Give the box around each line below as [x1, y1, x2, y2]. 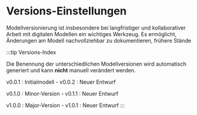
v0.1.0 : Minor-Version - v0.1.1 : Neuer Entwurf [6, 90, 119, 97]
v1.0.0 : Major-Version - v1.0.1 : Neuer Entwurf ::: [6, 101, 125, 109]
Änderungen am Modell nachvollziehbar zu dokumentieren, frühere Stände [6, 37, 192, 44]
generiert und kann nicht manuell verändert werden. [6, 66, 136, 73]
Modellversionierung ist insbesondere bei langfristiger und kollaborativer [6, 24, 186, 31]
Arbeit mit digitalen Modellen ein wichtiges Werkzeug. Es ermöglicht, [6, 30, 177, 37]
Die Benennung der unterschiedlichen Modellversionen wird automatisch [6, 60, 187, 67]
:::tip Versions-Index [6, 48, 56, 55]
